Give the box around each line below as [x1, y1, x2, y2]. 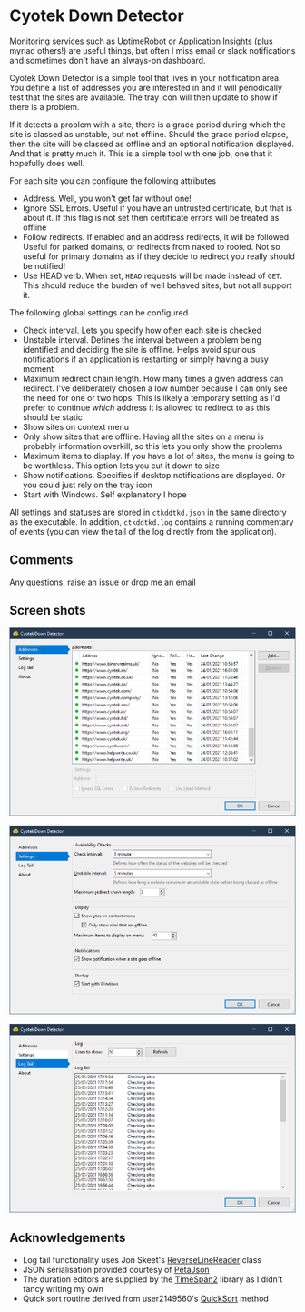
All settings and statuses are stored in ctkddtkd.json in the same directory [9, 506, 288, 517]
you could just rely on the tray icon [22, 479, 152, 490]
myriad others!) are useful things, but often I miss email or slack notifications [9, 45, 296, 55]
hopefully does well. [9, 157, 85, 168]
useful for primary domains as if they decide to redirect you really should [22, 251, 295, 262]
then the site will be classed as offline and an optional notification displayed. [9, 138, 295, 149]
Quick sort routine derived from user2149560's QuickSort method [22, 1293, 270, 1304]
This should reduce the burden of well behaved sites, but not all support [22, 279, 292, 291]
